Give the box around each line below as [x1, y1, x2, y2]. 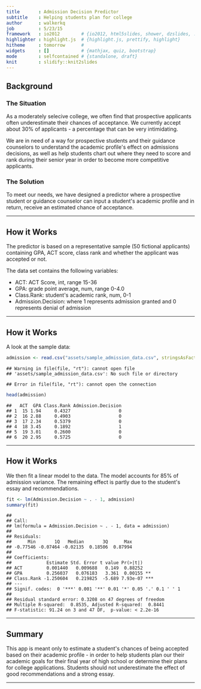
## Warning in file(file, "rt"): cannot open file [6, 365, 135, 372]
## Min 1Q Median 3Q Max [6, 539, 133, 545]
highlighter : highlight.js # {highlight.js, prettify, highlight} [6, 37, 181, 43]
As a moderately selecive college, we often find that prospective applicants [6, 113, 191, 120]
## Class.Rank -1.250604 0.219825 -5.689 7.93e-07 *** [6, 576, 154, 582]
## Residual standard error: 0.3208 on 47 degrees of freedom [6, 597, 165, 603]
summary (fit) [6, 502, 39, 508]
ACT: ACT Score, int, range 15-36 [14, 279, 98, 286]
